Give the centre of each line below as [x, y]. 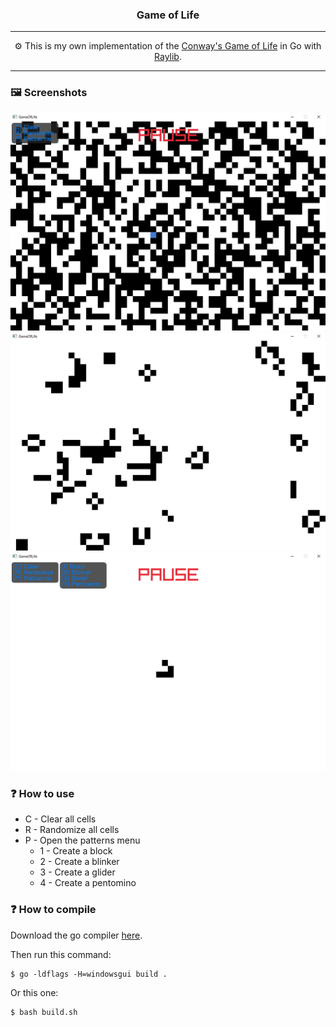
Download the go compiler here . [76, 935]
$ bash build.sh [44, 1012]
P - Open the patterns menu [82, 840]
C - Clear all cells [60, 819]
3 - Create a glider [77, 872]
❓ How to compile [53, 910]
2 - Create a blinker [79, 862]
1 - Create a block [76, 851]
